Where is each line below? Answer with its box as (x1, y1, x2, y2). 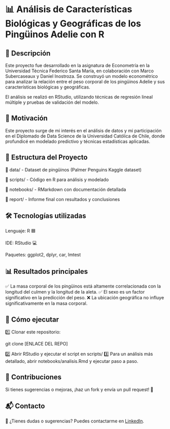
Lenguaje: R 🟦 (5, 228, 36, 234)
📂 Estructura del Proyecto (5, 153, 88, 162)
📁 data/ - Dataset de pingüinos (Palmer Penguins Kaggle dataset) (5, 166, 142, 173)
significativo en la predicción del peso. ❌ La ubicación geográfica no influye (5, 295, 164, 301)
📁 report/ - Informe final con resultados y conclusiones (5, 196, 120, 202)
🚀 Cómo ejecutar (5, 315, 59, 324)
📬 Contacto (5, 402, 45, 411)
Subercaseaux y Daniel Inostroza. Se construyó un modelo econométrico (5, 73, 158, 79)
